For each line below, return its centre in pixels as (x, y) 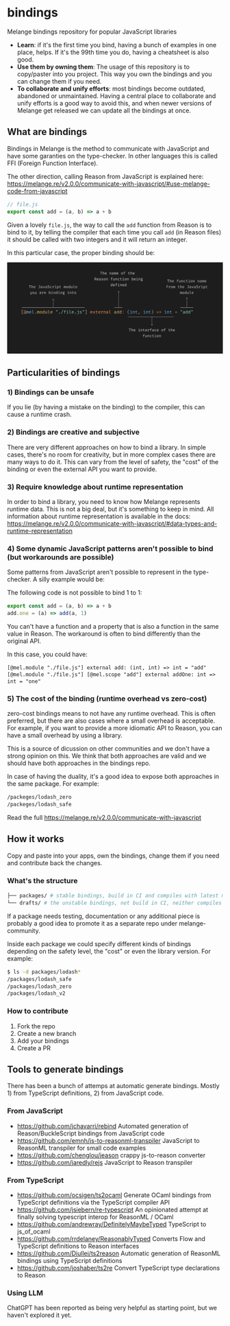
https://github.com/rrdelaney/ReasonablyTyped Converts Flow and (111, 1239)
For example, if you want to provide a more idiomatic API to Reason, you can (115, 728)
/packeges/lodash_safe (39, 805)
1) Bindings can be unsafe (51, 392)
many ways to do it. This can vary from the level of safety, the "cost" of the (113, 461)
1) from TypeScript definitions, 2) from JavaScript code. (86, 1093)
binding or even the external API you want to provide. (82, 469)
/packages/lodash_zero (39, 986)
